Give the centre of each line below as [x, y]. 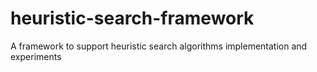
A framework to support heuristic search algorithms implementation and [159, 46]
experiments [36, 56]
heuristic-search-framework [132, 18]
